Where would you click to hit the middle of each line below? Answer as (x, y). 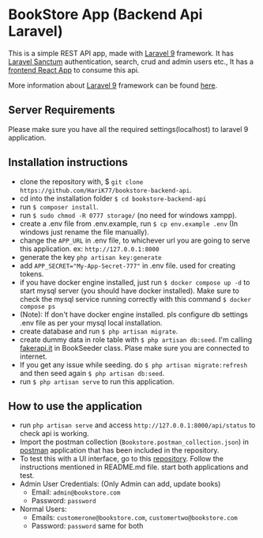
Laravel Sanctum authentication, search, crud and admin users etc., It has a (131, 62)
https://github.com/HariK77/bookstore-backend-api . (105, 190)
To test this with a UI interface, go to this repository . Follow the (121, 459)
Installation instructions (68, 162)
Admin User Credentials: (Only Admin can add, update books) (120, 484)
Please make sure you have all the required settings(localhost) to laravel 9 (128, 129)
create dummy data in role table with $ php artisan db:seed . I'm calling (136, 339)
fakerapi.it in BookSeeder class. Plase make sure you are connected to (135, 348)
